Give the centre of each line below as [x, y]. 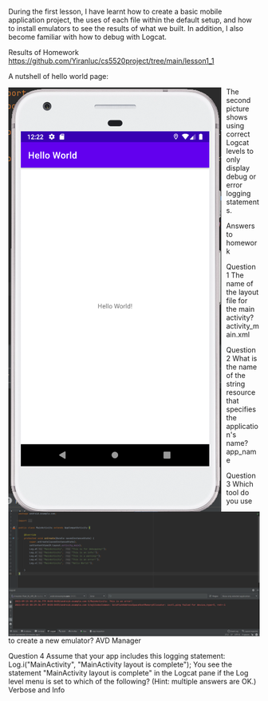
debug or [241, 176]
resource [241, 392]
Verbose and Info [37, 690]
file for [237, 301]
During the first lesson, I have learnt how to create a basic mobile [115, 12]
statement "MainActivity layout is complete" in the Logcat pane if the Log [128, 673]
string [236, 384]
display [238, 168]
